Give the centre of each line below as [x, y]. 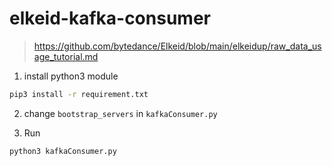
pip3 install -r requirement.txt [79, 94]
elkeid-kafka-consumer [110, 18]
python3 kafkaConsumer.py [63, 151]
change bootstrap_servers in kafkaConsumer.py [120, 113]
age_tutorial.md [66, 56]
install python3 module [71, 76]
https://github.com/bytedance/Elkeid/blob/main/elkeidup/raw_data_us [177, 46]
